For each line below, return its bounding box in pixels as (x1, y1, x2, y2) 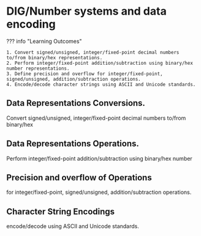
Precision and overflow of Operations (6, 172, 152, 183)
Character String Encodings (6, 206, 115, 216)
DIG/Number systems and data (6, 4, 167, 18)
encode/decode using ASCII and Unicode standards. (6, 223, 140, 230)
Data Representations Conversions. (6, 98, 146, 108)
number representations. (6, 65, 70, 72)
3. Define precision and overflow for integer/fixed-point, (6, 70, 164, 77)
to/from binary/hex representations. (6, 54, 103, 61)
